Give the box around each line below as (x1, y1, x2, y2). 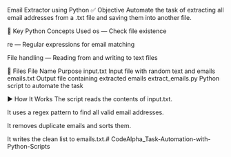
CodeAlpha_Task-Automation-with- (111, 135, 211, 143)
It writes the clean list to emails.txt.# (7, 135, 110, 143)
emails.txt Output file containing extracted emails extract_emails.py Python (7, 74, 220, 82)
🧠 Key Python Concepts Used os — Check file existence (7, 27, 167, 35)
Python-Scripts (7, 143, 50, 150)
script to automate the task (7, 82, 84, 90)
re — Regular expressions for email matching (7, 41, 135, 48)
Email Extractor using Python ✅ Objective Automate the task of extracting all (7, 6, 224, 14)
